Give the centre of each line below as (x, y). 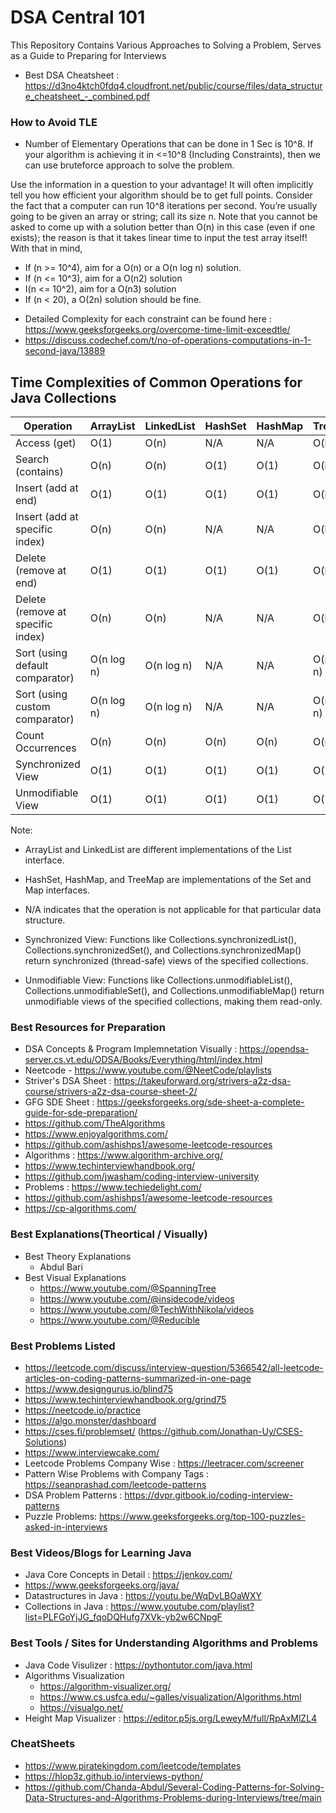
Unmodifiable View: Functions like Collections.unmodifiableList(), (158, 980)
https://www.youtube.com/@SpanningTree (128, 1288)
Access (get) (46, 443)
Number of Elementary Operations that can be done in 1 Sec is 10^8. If (169, 144)
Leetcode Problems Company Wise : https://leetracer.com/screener (164, 1463)
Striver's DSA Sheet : (68, 1081)
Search (32, 459)
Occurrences (46, 748)
